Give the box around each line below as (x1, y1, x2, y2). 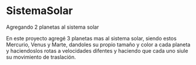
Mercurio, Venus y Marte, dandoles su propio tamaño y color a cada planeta (6, 41, 191, 48)
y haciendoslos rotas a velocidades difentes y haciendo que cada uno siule (6, 47, 188, 54)
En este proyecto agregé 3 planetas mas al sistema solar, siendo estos (6, 35, 177, 42)
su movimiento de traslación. (6, 53, 77, 60)
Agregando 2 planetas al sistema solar (6, 23, 99, 30)
